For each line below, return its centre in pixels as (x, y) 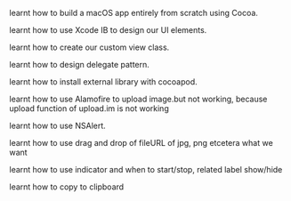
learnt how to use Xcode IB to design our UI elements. (108, 30)
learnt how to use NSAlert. (58, 125)
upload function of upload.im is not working (89, 109)
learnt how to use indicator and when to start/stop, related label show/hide (146, 169)
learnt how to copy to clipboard (67, 187)
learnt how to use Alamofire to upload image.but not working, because (138, 99)
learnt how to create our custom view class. (89, 47)
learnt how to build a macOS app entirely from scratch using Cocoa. (133, 13)
